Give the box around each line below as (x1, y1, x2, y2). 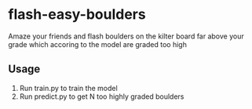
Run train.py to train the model (19, 83, 118, 93)
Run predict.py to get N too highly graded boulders (19, 92, 184, 101)
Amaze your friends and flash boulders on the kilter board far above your (8, 31, 245, 41)
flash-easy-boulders (8, 5, 147, 24)
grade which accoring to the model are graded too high (8, 39, 187, 49)
